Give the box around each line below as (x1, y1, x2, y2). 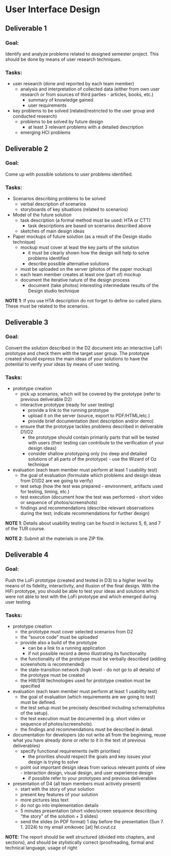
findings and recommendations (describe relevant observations (20, 505, 154, 511)
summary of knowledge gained (28, 97, 93, 103)
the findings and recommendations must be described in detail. (20, 726, 154, 732)
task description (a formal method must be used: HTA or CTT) (20, 217, 151, 223)
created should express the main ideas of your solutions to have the (5, 355, 148, 362)
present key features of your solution (20, 792, 99, 798)
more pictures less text (20, 797, 69, 803)
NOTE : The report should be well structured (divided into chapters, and (5, 834, 155, 840)
